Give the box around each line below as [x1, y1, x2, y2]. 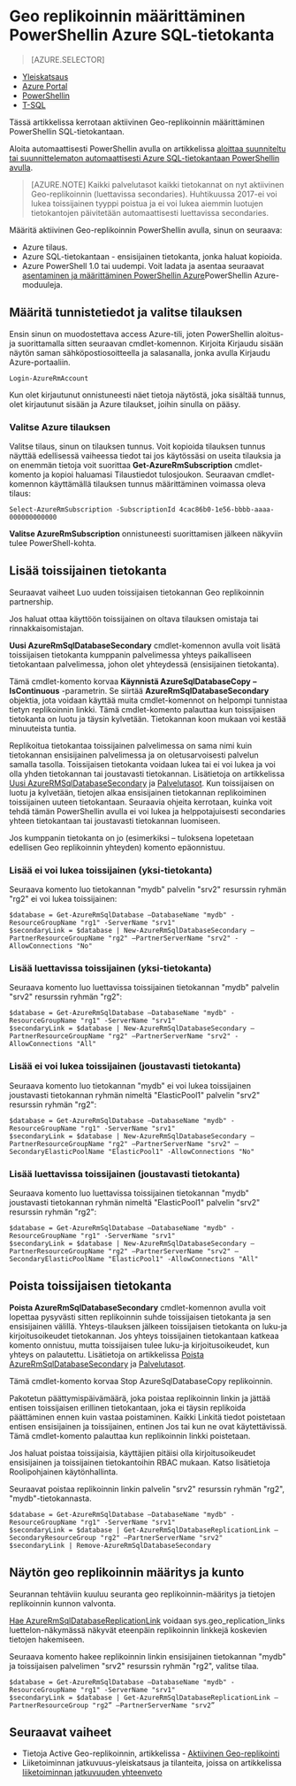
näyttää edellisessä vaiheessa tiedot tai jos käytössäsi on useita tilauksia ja [9, 450, 281, 461]
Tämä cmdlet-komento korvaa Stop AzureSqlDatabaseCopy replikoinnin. [9, 1375, 273, 1386]
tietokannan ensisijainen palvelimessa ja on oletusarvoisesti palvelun [9, 750, 259, 760]
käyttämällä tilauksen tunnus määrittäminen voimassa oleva [49, 479, 267, 489]
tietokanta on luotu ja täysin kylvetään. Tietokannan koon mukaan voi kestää [9, 713, 287, 724]
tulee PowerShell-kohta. [9, 538, 97, 549]
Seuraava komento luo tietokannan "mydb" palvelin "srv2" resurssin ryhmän [9, 884, 287, 895]
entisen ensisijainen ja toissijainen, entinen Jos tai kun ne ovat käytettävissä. [9, 1420, 287, 1431]
